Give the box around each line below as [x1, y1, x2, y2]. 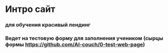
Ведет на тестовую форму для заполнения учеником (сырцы [5, 35, 163, 42]
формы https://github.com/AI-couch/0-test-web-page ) [5, 41, 145, 48]
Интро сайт [5, 3, 56, 15]
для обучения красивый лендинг [5, 21, 91, 28]
